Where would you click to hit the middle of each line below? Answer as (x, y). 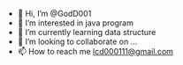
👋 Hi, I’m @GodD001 (54, 14)
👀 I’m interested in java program (76, 23)
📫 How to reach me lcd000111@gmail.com (95, 51)
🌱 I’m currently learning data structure (87, 32)
